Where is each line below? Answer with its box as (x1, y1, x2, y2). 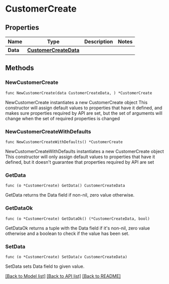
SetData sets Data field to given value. (5, 263, 85, 269)
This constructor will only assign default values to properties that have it (5, 154, 155, 160)
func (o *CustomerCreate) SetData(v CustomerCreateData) (5, 254, 128, 259)
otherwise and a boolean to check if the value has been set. (5, 230, 130, 236)
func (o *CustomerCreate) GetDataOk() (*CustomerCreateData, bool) (5, 216, 150, 221)
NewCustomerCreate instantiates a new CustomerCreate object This (5, 99, 148, 105)
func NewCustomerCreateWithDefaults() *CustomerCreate (5, 139, 123, 145)
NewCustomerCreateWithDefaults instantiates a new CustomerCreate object (5, 148, 164, 154)
